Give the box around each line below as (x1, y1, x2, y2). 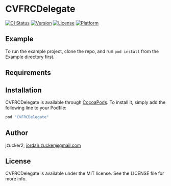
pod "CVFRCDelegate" (5, 114, 50, 120)
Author (5, 128, 28, 138)
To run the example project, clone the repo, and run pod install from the (5, 48, 159, 54)
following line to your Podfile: (5, 104, 67, 111)
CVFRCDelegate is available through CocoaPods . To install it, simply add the (5, 99, 166, 105)
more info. (5, 176, 27, 182)
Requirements (5, 68, 51, 77)
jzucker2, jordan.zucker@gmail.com (5, 142, 81, 148)
